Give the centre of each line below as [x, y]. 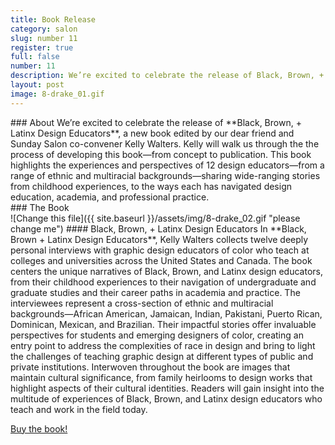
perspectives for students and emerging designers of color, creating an [157, 335]
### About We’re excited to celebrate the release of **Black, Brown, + [156, 122]
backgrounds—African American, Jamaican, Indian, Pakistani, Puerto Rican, [166, 313]
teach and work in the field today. [79, 409]
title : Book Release [53, 19]
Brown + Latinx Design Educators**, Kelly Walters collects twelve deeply [159, 239]
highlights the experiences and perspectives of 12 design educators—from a [167, 165]
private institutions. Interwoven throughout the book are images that [150, 367]
